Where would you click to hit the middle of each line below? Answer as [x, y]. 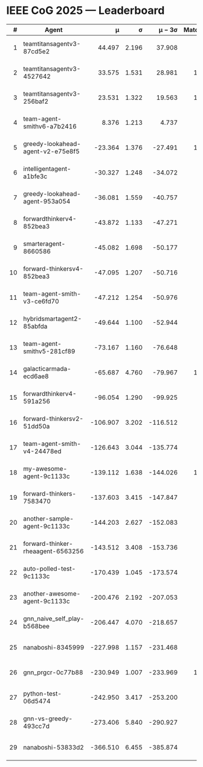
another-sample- [49, 519]
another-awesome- [52, 593]
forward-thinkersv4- [53, 268]
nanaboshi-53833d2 [54, 747]
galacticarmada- [47, 368]
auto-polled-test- [50, 568]
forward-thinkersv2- [53, 419]
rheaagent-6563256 [53, 551]
